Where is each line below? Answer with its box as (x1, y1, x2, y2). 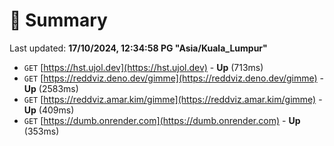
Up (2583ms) (23, 82, 79, 94)
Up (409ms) (23, 104, 75, 116)
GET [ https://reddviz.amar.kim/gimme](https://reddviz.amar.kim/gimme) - (23, 93, 323, 105)
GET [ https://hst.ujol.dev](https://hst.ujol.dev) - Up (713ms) (23, 61, 264, 73)
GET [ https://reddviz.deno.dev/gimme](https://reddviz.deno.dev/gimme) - (23, 72, 325, 84)
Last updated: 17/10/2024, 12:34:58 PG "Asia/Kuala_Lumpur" (9, 42, 268, 54)
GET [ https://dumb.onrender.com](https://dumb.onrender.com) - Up (23, 114, 301, 126)
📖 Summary (9, 9, 108, 32)
